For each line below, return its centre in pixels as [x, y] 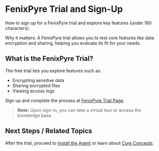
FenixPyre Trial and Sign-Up [64, 9]
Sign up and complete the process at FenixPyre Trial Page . [65, 100]
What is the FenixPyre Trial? [49, 59]
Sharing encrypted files [36, 85]
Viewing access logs [33, 91]
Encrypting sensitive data [38, 80]
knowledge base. [35, 115]
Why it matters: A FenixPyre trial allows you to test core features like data [80, 38]
